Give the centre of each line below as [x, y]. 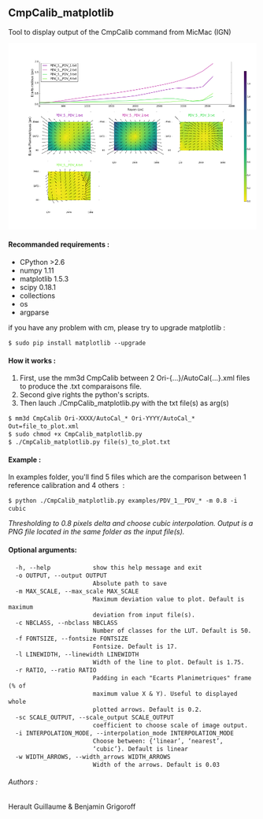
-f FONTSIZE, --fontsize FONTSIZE [72, 638]
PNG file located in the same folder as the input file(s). [96, 532]
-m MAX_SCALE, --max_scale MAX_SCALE [77, 591]
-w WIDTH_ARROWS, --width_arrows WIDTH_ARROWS [93, 757]
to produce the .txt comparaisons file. [80, 386]
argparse [34, 313]
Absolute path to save [130, 583]
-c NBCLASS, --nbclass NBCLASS [67, 623]
